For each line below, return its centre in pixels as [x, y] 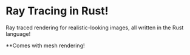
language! [18, 33]
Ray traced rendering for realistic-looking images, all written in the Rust [95, 27]
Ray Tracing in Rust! [57, 11]
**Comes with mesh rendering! [45, 45]
